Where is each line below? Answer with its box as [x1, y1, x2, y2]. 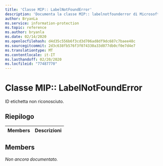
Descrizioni [34, 127, 62, 134]
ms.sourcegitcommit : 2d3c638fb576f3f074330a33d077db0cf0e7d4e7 [5, 43, 136, 48]
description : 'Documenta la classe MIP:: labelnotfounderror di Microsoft [5, 12, 160, 17]
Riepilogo [5, 112, 34, 121]
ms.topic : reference [5, 25, 47, 30]
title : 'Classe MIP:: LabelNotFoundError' [5, 7, 92, 12]
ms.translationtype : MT [5, 48, 53, 53]
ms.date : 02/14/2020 [5, 35, 47, 39]
